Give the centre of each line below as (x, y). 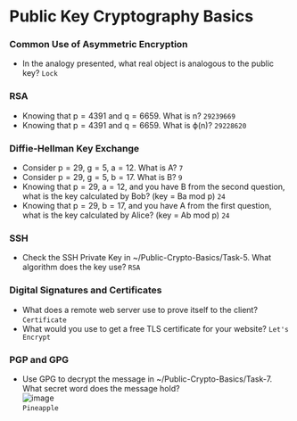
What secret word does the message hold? (101, 388)
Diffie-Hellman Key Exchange (74, 148)
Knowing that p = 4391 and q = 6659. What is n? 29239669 (129, 116)
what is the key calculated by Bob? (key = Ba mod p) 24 (124, 196)
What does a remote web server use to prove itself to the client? (140, 310)
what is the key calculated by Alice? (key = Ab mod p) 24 (126, 215)
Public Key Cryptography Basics (132, 17)
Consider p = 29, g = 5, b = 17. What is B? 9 (102, 177)
